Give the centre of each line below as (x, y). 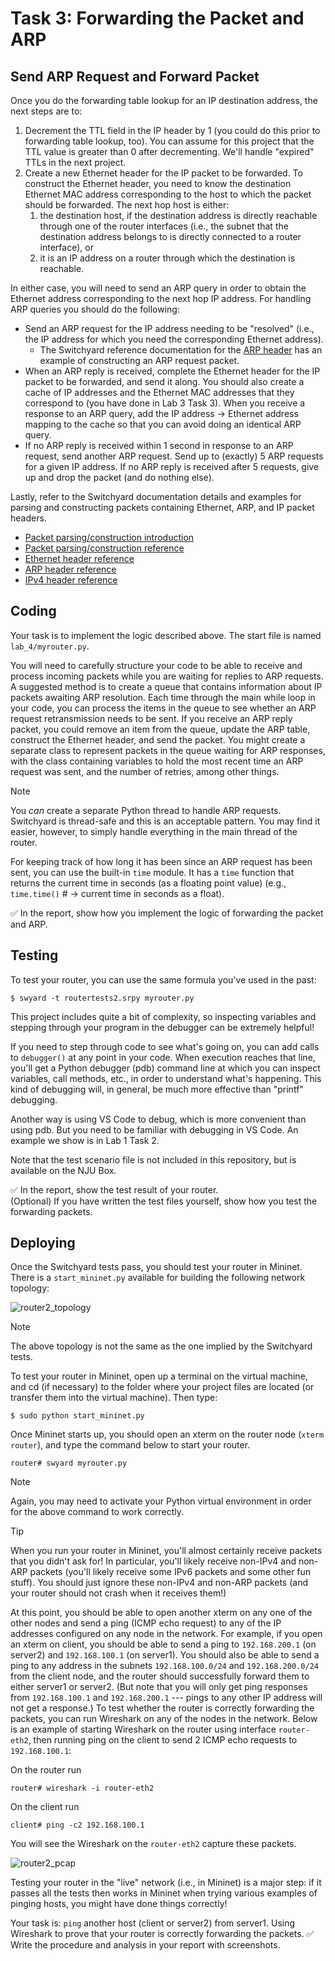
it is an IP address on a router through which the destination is (167, 258)
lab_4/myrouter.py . (50, 646)
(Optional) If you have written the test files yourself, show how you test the (164, 1201)
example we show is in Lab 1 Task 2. (85, 1140)
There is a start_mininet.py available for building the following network (158, 1278)
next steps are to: (46, 111)
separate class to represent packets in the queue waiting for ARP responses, (168, 750)
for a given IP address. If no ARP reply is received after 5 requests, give (172, 466)
